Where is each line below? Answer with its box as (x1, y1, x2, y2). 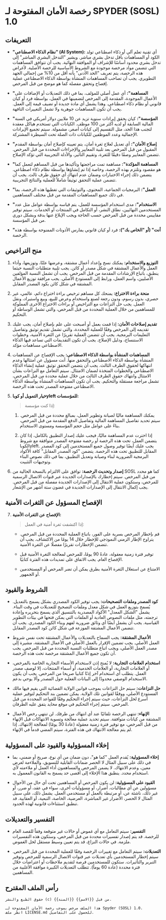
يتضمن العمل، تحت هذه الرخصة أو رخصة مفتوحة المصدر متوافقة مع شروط (19, 437, 157, 443)
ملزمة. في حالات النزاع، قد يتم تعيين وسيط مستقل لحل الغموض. (12, 839, 131, 845)
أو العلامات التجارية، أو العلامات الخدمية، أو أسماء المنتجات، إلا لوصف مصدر (12, 665, 150, 671)
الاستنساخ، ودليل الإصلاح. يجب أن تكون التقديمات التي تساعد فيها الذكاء (12, 337, 143, 343)
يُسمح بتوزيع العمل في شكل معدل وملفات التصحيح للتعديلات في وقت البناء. (12, 604, 150, 610)
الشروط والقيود (5, 586, 48, 594)
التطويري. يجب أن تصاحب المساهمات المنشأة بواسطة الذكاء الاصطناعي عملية (12, 75, 156, 81)
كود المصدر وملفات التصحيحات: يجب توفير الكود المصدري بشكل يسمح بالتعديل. (12, 599, 159, 605)
